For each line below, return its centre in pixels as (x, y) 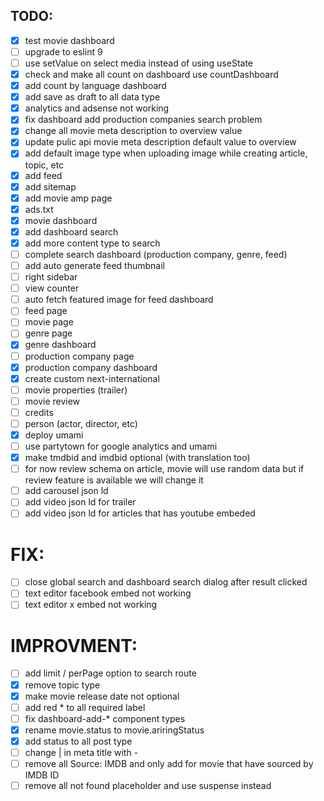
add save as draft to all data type (92, 97)
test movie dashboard (69, 40)
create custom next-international (92, 378)
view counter (52, 288)
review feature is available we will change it (114, 480)
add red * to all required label (85, 707)
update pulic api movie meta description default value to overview (160, 142)
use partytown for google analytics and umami (121, 446)
